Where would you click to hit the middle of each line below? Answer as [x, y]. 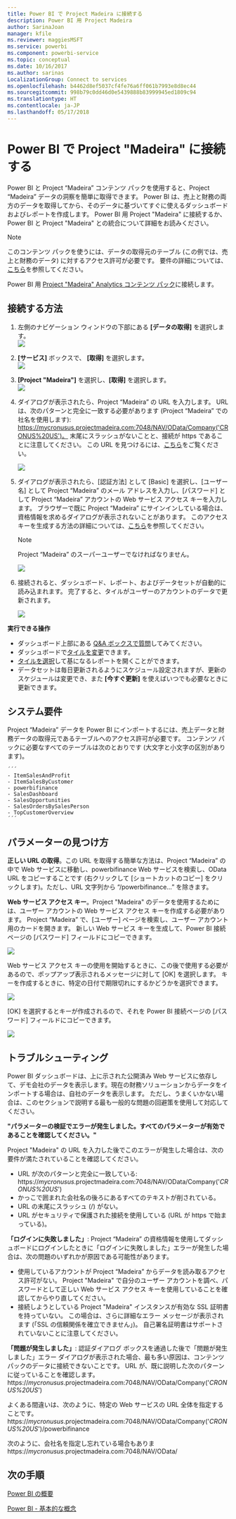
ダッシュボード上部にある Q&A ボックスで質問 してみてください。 [111, 643]
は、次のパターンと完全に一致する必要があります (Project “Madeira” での [123, 410]
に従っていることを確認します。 [53, 1375]
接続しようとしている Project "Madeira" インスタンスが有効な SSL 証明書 [123, 1306]
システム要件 [35, 712]
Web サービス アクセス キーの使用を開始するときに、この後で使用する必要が [118, 966]
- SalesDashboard [33, 794]
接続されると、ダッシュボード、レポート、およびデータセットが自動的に [122, 582]
